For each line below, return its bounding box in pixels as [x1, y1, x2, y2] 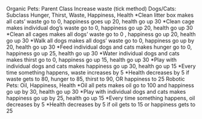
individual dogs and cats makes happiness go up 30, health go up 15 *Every [6, 63, 196, 70]
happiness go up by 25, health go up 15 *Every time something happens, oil [6, 94, 195, 102]
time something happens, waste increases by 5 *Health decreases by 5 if [6, 69, 189, 76]
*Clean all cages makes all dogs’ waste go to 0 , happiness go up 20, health [6, 31, 196, 38]
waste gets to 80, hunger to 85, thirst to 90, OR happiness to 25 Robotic [6, 75, 186, 82]
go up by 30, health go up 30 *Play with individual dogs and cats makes [6, 88, 186, 95]
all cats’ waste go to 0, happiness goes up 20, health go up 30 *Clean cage [6, 18, 195, 25]
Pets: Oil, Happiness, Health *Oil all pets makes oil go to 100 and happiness [6, 82, 195, 89]
